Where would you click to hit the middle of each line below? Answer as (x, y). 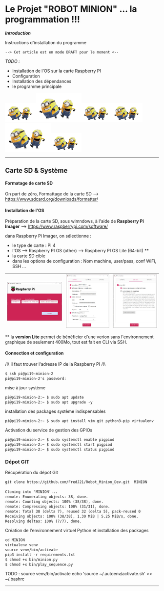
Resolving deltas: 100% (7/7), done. (43, 521)
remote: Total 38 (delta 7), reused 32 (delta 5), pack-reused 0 (73, 511)
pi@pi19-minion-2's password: (36, 379)
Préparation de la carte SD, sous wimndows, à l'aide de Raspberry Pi (74, 221)
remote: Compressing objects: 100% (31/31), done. (58, 507)
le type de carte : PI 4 (34, 245)
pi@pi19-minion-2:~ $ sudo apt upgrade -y (49, 403)
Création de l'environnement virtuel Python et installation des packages (77, 531)
